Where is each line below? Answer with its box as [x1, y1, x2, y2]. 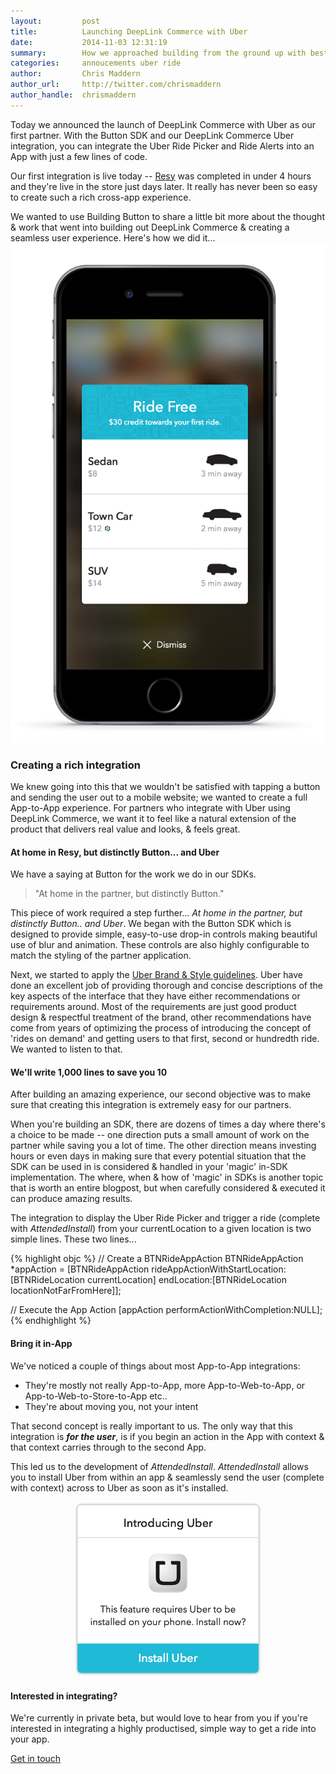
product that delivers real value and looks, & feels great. [10, 823, 241, 835]
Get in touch [10, 1753, 62, 1765]
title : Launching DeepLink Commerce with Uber [10, 26, 248, 37]
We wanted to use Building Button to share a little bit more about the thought [10, 210, 325, 222]
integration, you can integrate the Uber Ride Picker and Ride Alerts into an [10, 140, 315, 152]
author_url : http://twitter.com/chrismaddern [10, 80, 222, 90]
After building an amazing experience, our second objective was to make [10, 1088, 311, 1100]
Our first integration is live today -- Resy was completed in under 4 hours [10, 170, 312, 182]
